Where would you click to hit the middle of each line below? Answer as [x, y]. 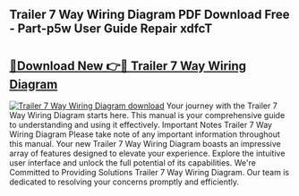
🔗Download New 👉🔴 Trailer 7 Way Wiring [128, 66]
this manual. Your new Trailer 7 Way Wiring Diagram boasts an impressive [145, 144]
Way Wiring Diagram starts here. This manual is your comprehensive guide [147, 115]
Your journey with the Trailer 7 [222, 106]
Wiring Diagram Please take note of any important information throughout [145, 134]
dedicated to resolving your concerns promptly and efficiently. [124, 182]
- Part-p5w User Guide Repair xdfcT [111, 29]
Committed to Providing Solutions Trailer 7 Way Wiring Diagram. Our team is [149, 172]
